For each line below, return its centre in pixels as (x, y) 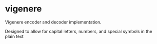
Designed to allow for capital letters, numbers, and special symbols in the (79, 31)
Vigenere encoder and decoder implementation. (53, 22)
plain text (14, 36)
